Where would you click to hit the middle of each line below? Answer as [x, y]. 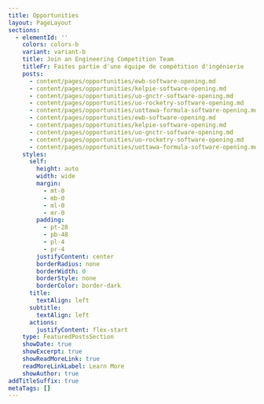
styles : [35, 154]
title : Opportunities [44, 15]
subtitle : [45, 307]
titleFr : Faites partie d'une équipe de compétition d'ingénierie [133, 67]
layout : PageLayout [40, 23]
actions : [43, 322]
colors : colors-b [51, 45]
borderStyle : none [66, 279]
